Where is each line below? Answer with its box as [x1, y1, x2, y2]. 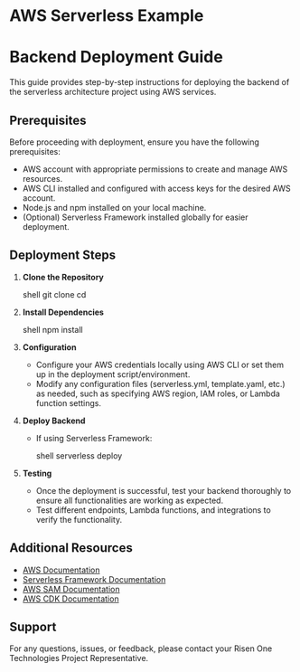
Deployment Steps [9, 248, 116, 263]
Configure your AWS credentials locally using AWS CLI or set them [35, 359, 285, 370]
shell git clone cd [22, 289, 87, 299]
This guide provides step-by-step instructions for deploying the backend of [9, 77, 290, 88]
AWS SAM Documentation [22, 583, 120, 594]
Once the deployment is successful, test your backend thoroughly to [35, 485, 292, 496]
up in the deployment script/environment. [35, 368, 191, 380]
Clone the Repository [22, 271, 104, 282]
